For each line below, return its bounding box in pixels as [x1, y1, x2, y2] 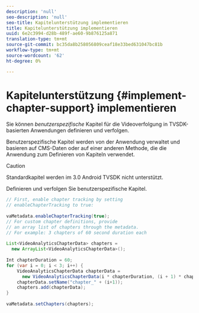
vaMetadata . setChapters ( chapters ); [6, 301, 94, 307]
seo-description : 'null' [6, 14, 68, 20]
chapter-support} [6, 101, 95, 115]
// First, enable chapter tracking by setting [6, 197, 123, 203]
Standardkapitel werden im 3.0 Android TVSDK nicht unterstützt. [6, 174, 163, 181]
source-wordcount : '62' [6, 53, 65, 58]
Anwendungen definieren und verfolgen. [30, 127, 129, 134]
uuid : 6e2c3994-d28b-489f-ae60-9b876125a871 [6, 31, 118, 37]
